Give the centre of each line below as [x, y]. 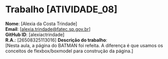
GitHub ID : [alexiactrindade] [35, 34]
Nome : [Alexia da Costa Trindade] [41, 24]
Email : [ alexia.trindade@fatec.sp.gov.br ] [48, 29]
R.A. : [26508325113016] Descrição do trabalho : [57, 40]
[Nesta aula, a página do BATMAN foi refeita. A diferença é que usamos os [84, 45]
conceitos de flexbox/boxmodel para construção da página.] [69, 51]
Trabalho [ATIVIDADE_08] [61, 9]
